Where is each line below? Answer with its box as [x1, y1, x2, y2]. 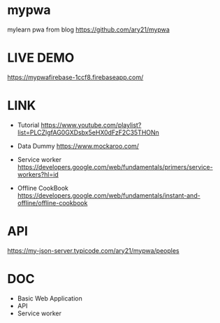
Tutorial [17, 121, 40, 129]
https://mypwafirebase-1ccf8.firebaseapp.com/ [7, 73, 144, 81]
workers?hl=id [17, 170, 59, 179]
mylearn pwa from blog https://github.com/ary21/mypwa [7, 25, 170, 34]
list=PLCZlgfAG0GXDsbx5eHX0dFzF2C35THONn [17, 128, 159, 137]
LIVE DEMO [7, 50, 75, 66]
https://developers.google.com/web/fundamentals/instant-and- [17, 191, 200, 200]
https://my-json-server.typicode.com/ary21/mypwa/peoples [7, 246, 179, 254]
